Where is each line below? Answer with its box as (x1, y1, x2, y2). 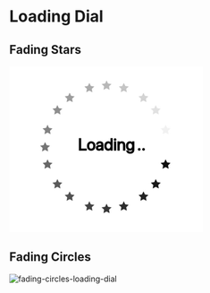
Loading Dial (9, 6, 105, 27)
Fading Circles (9, 249, 91, 265)
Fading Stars (9, 42, 82, 57)
